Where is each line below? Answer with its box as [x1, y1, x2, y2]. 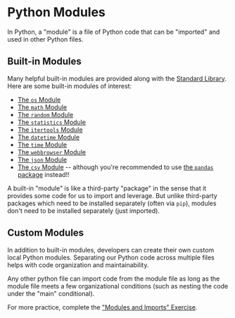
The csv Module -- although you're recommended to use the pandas [17, 163, 214, 171]
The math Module [17, 103, 68, 111]
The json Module [17, 155, 68, 164]
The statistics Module [17, 118, 87, 126]
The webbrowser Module [17, 147, 87, 156]
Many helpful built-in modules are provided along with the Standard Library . [7, 74, 227, 82]
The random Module [17, 110, 74, 118]
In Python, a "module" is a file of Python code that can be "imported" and [7, 27, 220, 36]
